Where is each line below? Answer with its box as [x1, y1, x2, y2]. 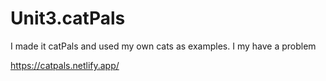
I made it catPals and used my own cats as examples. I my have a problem [10, 40, 317, 52]
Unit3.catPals [10, 7, 126, 30]
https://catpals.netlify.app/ [10, 59, 120, 71]
